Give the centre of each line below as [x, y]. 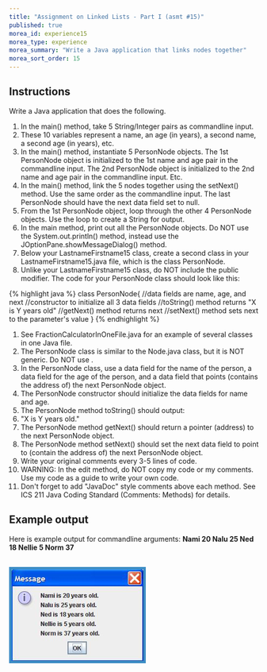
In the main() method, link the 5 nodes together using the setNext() [130, 185]
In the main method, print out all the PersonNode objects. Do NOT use [134, 227]
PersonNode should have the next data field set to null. [110, 202]
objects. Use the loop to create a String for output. [103, 219]
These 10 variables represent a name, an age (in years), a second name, [138, 134]
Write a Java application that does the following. [88, 110]
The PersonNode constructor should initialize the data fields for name [134, 393]
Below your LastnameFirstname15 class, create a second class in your [135, 253]
